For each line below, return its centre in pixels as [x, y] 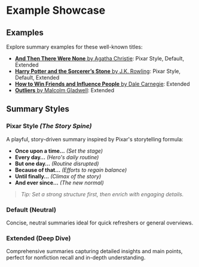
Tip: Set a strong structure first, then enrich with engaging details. [102, 194]
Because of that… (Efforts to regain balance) [71, 170]
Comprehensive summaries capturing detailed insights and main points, [94, 251]
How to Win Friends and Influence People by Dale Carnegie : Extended [102, 84]
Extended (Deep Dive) [39, 238]
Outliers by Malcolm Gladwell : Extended [65, 90]
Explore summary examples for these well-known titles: [74, 47]
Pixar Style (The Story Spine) [49, 126]
